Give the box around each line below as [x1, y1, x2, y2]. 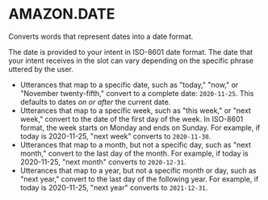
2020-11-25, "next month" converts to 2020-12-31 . [19, 156, 186, 166]
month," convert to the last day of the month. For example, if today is [19, 148, 249, 158]
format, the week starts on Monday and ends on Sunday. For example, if [19, 123, 261, 132]
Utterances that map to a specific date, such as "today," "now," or [19, 80, 239, 90]
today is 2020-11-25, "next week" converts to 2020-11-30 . [19, 131, 211, 141]
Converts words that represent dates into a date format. [8, 31, 194, 41]
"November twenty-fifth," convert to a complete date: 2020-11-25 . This [19, 88, 254, 98]
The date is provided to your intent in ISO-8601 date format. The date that [8, 47, 253, 56]
